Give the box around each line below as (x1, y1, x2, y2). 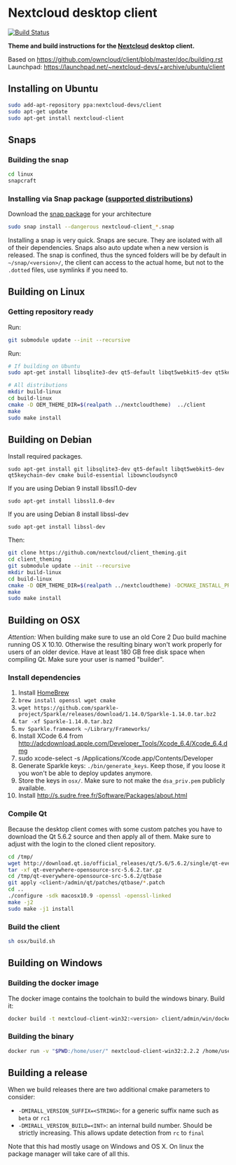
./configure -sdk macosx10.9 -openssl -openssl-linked (8, 893, 172, 900)
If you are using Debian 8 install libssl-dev (8, 510, 129, 519)
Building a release (8, 1066, 88, 1079)
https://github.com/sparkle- (34, 705, 119, 712)
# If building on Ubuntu (8, 363, 81, 370)
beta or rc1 (18, 1114, 50, 1122)
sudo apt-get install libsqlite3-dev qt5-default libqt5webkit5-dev (8, 369, 212, 376)
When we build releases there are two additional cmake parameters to (8, 1085, 210, 1094)
